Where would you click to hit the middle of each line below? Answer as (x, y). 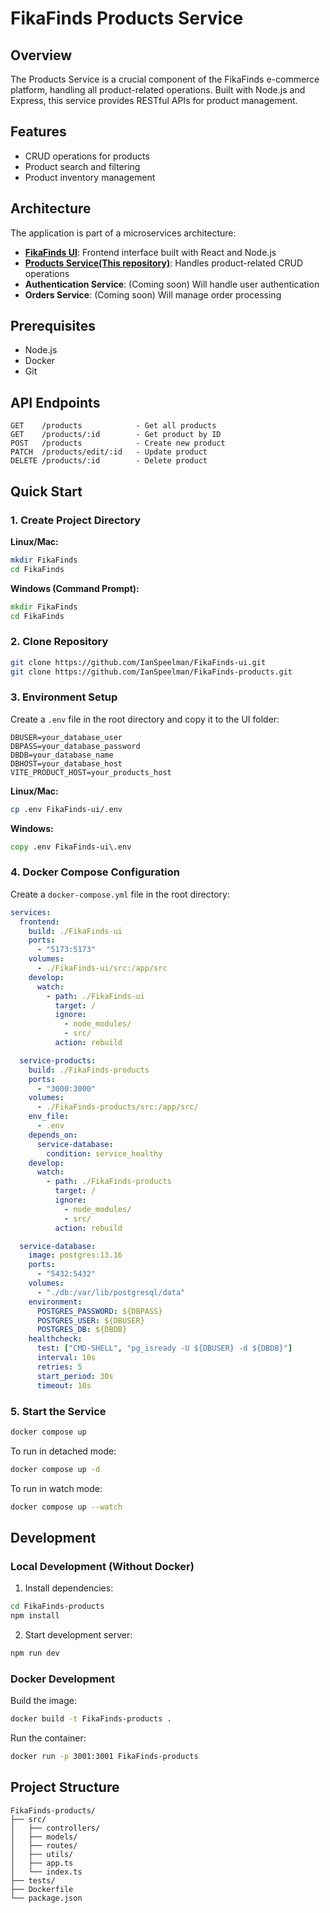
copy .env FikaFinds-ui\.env (71, 847)
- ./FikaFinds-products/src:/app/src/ (117, 1107)
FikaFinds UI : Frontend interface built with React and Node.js (150, 252)
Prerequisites (53, 326)
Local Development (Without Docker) (102, 1566)
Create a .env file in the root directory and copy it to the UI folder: (145, 719)
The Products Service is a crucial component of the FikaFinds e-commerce (165, 79)
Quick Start (46, 491)
